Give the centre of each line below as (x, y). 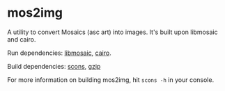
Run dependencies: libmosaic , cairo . (59, 53)
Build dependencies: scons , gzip (54, 66)
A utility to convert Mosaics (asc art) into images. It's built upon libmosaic (113, 32)
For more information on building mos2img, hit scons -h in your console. (111, 80)
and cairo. (22, 39)
